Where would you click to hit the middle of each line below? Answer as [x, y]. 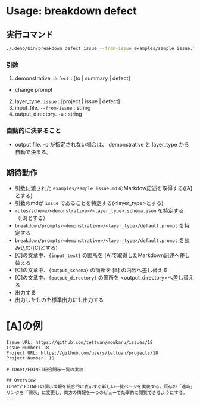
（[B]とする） [32, 218]
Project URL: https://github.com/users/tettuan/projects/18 [82, 353]
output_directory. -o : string [48, 114]
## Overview [21, 380]
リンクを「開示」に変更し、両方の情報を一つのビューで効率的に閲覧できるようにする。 [97, 393]
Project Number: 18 [30, 358]
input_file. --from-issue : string [53, 108]
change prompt [34, 90]
